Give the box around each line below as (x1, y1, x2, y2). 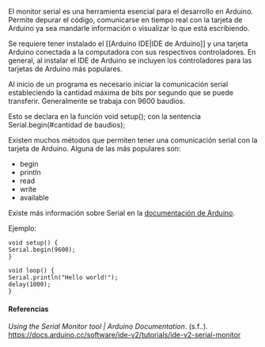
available (19, 193, 49, 202)
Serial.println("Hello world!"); (8, 273, 119, 281)
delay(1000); (8, 280, 51, 288)
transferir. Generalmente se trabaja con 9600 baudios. (8, 97, 186, 105)
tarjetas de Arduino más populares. (8, 64, 123, 74)
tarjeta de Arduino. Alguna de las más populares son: (8, 144, 181, 153)
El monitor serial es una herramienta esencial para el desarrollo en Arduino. (8, 7, 253, 16)
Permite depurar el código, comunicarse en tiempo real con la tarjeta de (8, 15, 243, 25)
